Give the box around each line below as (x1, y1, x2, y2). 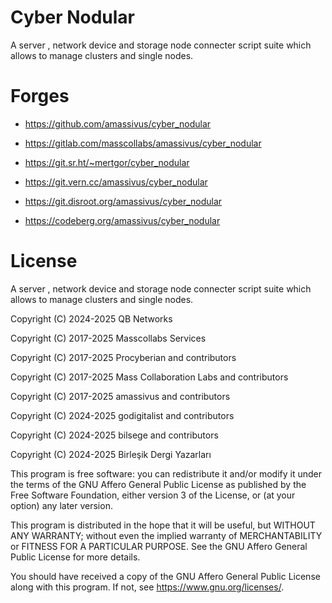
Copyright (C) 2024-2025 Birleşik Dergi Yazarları (10, 448, 212, 460)
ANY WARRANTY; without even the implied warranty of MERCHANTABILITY (10, 529, 323, 541)
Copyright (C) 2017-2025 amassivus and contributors (10, 390, 231, 402)
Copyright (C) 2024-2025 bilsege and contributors (10, 429, 219, 441)
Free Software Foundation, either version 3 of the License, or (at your (10, 489, 296, 501)
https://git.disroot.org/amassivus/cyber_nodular (24, 195, 223, 207)
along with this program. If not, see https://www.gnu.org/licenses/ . (10, 581, 285, 593)
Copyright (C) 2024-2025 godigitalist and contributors (10, 409, 235, 421)
